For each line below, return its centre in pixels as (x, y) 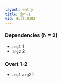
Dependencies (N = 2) (31, 35)
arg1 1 (18, 46)
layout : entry (19, 9)
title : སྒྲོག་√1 (18, 14)
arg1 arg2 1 (23, 74)
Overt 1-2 (16, 64)
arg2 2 (18, 51)
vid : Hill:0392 (20, 18)
